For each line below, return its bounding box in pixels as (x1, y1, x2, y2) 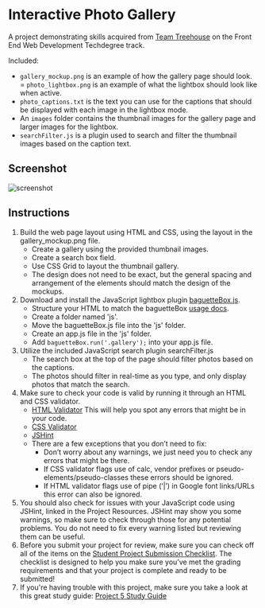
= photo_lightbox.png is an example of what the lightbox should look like (19, 80, 258, 89)
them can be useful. (19, 532, 86, 541)
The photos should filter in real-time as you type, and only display (31, 371, 247, 380)
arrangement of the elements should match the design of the (31, 278, 231, 287)
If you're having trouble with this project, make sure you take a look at (19, 583, 248, 592)
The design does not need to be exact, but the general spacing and (31, 269, 252, 279)
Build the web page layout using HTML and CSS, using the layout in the (19, 227, 253, 236)
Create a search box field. (31, 252, 117, 262)
